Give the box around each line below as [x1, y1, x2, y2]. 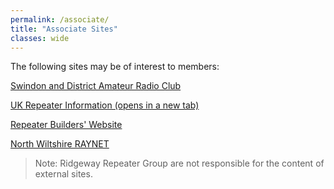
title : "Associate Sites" [10, 24, 118, 34]
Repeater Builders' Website [10, 119, 123, 131]
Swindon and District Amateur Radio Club [10, 80, 182, 92]
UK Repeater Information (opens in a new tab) [10, 99, 200, 111]
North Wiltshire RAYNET [10, 138, 110, 150]
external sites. [34, 168, 93, 180]
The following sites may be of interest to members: [10, 61, 220, 73]
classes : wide [10, 33, 70, 43]
